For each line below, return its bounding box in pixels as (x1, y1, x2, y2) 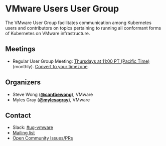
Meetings (5, 45, 36, 53)
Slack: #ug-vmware (12, 124, 54, 130)
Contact (5, 111, 31, 119)
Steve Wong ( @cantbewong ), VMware (12, 91, 93, 97)
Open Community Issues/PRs (12, 135, 73, 141)
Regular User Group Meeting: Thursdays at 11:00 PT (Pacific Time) (12, 58, 150, 64)
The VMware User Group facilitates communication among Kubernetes (5, 20, 152, 26)
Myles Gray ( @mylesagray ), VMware (12, 96, 90, 103)
